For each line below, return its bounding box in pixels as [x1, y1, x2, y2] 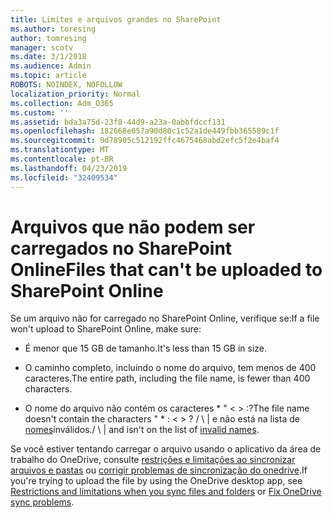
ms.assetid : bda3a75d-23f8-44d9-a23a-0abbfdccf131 [10, 117, 226, 127]
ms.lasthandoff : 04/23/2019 [10, 163, 128, 173]
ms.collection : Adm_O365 [10, 98, 114, 108]
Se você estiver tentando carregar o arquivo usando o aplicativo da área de [10, 443, 322, 455]
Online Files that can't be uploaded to [10, 258, 323, 281]
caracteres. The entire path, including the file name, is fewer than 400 [24, 372, 311, 385]
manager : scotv [10, 42, 74, 53]
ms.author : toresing [10, 24, 97, 34]
